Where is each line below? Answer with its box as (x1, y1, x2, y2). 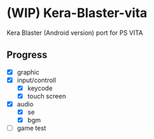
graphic (16, 67, 40, 76)
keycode (27, 84, 53, 92)
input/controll (16, 76, 57, 84)
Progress (6, 49, 47, 61)
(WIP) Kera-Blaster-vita (6, 5, 148, 21)
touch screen (27, 91, 66, 100)
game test (16, 124, 47, 133)
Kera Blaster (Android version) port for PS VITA (6, 28, 143, 37)
